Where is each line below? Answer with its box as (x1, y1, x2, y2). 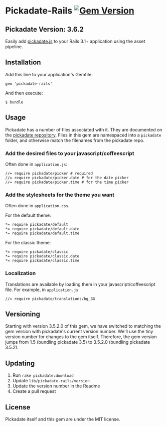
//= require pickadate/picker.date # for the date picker (5, 175, 129, 180)
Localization (5, 270, 36, 277)
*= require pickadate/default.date (5, 226, 80, 232)
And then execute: (5, 90, 43, 96)
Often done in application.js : (5, 161, 68, 167)
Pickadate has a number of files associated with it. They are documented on (5, 126, 162, 132)
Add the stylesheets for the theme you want (5, 191, 114, 198)
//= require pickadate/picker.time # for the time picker (5, 180, 129, 185)
